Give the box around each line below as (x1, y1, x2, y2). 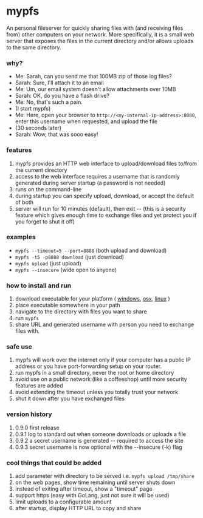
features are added (15, 382, 63, 389)
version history (6, 410, 53, 418)
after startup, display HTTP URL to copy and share (15, 505, 142, 512)
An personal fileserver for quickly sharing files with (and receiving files (6, 24, 184, 32)
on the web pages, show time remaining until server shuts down (15, 479, 176, 486)
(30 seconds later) (15, 124, 62, 132)
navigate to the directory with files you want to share (15, 308, 147, 315)
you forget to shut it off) (15, 217, 75, 225)
